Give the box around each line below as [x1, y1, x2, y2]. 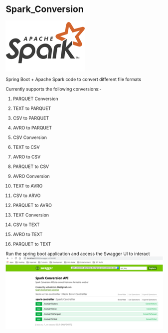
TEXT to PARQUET [12, 105, 51, 111]
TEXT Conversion [12, 211, 49, 218]
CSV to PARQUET [12, 115, 49, 121]
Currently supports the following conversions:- [5, 86, 102, 92]
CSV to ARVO [12, 192, 41, 198]
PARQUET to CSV [12, 163, 49, 169]
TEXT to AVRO [12, 182, 43, 188]
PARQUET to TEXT [12, 241, 51, 247]
